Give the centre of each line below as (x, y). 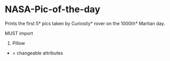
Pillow (18, 43)
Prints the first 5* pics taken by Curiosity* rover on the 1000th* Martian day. (85, 23)
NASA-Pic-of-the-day (53, 9)
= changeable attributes (37, 53)
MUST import (19, 33)
